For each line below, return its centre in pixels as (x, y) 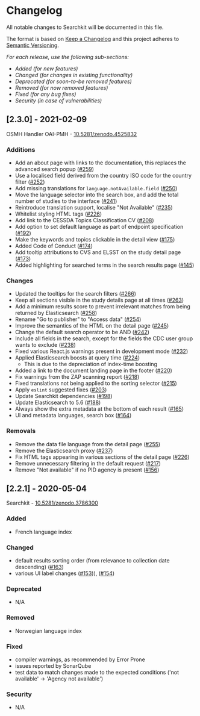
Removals (21, 431)
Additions (21, 149)
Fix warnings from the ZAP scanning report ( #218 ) (77, 377)
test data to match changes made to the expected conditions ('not (97, 672)
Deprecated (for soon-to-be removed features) (73, 81)
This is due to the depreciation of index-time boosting (91, 364)
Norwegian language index (48, 630)
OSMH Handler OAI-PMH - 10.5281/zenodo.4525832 (72, 134)
